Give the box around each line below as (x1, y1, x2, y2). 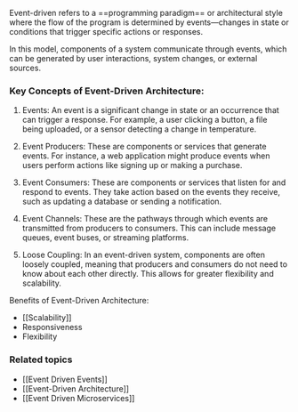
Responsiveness (21, 322, 83, 333)
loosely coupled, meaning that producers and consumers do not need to (21, 259, 287, 270)
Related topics (9, 353, 73, 366)
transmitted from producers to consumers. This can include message (21, 222, 277, 234)
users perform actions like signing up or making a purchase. (21, 160, 243, 171)
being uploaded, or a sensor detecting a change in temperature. (21, 124, 257, 134)
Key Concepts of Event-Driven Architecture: (9, 85, 205, 97)
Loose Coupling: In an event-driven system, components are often (21, 249, 265, 261)
